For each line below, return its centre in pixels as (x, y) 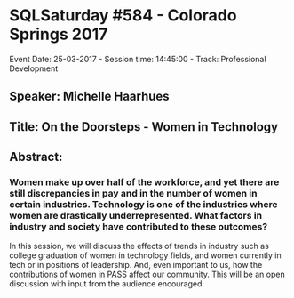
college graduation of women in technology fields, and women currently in (145, 255)
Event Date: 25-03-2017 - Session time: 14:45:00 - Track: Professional (138, 59)
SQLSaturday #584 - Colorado (123, 16)
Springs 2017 (59, 34)
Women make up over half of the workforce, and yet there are (144, 182)
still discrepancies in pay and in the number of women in (133, 194)
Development (34, 68)
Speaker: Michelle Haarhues (90, 97)
